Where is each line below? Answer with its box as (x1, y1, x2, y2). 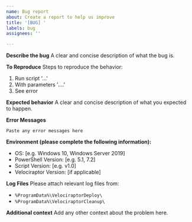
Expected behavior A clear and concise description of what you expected (6, 99, 187, 106)
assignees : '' (6, 31, 41, 37)
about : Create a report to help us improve (6, 14, 115, 20)
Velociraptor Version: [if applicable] (14, 169, 102, 176)
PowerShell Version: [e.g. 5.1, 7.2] (14, 156, 96, 163)
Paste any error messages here (6, 128, 83, 134)
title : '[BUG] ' (6, 19, 46, 25)
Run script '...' (14, 75, 48, 82)
